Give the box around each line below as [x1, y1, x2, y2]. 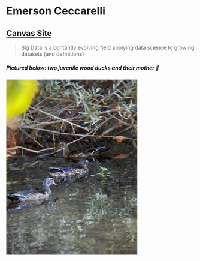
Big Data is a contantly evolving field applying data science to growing [20, 44, 195, 51]
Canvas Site [6, 28, 52, 38]
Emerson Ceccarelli [6, 4, 106, 18]
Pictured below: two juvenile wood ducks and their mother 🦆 [6, 64, 160, 71]
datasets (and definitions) [20, 50, 84, 58]
